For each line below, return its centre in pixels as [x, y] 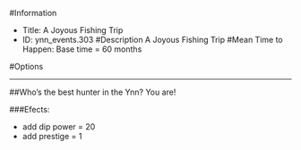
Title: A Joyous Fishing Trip [73, 30]
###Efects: [30, 109]
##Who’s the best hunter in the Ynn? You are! [93, 92]
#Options [26, 67]
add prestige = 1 [52, 136]
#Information [33, 13]
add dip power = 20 [59, 127]
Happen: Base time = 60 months [82, 49]
